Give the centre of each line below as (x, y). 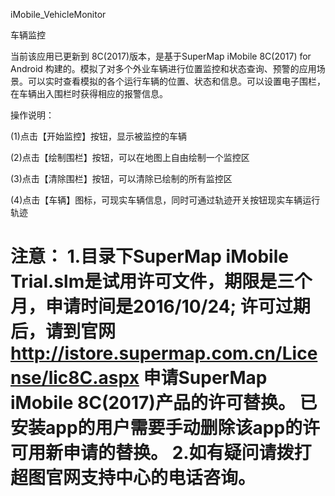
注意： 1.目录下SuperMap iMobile (149, 256)
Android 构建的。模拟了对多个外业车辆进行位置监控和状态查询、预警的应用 (163, 68)
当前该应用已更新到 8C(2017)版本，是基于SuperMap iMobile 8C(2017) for (161, 56)
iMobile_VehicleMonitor (58, 14)
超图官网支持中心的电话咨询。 (133, 478)
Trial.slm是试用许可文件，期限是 (144, 281)
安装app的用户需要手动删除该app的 (156, 428)
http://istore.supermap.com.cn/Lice (164, 353)
